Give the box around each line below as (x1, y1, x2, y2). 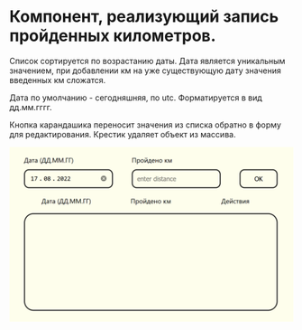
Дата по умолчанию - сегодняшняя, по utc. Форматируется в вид (9, 92, 263, 103)
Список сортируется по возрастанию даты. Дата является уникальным (9, 55, 286, 66)
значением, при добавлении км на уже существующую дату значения (9, 65, 282, 76)
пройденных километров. (9, 25, 216, 46)
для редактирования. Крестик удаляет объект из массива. (9, 128, 236, 139)
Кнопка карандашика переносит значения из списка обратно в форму (9, 119, 281, 130)
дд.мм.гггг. (9, 101, 52, 112)
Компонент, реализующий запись (9, 6, 279, 27)
